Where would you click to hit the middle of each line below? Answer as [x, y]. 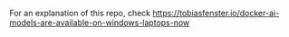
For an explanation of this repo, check [80, 13]
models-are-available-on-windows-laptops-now [100, 23]
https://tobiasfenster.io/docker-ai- [216, 13]
